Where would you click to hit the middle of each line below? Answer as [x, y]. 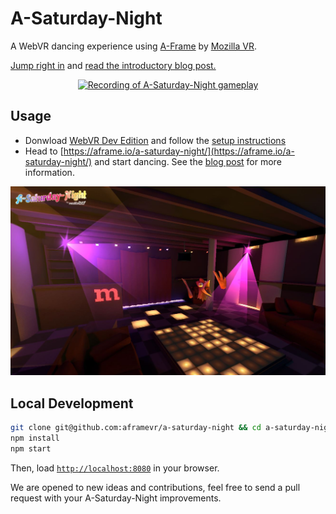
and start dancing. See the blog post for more [188, 161]
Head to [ [44, 151]
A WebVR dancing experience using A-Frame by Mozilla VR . [133, 46]
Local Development [72, 403]
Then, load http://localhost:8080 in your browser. [115, 468]
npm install [35, 438]
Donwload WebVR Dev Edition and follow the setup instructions [155, 140]
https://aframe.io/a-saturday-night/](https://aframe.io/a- [179, 151]
